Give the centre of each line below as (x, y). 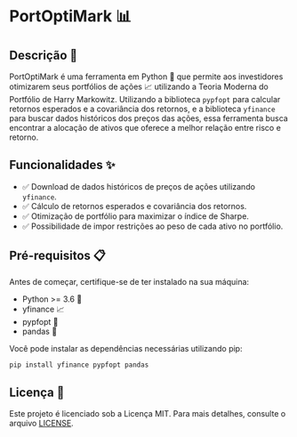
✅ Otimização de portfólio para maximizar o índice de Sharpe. (135, 216)
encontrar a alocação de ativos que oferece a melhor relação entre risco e (145, 128)
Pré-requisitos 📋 (58, 256)
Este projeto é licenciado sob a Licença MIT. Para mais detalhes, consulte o (148, 414)
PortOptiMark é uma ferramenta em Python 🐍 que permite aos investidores (146, 77)
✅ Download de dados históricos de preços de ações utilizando (139, 186)
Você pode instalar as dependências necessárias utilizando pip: (126, 348)
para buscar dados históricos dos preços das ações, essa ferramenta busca (149, 118)
